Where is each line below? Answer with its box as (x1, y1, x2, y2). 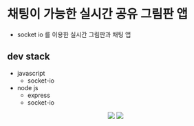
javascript (17, 69, 45, 77)
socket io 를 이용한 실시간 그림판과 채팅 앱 (17, 30, 131, 39)
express (27, 91, 50, 99)
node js (17, 83, 39, 92)
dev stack (7, 51, 50, 63)
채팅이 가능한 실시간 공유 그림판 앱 (7, 6, 188, 22)
